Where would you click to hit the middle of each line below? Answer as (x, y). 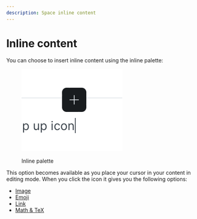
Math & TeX (29, 210)
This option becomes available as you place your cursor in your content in (98, 172)
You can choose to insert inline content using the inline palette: (85, 60)
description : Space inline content (51, 13)
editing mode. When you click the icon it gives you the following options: (97, 179)
